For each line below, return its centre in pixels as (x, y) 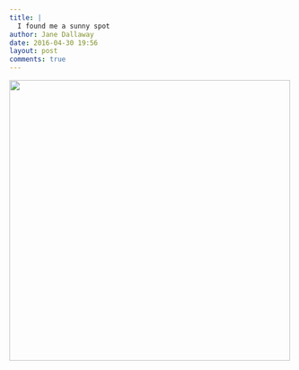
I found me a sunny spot (64, 26)
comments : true (38, 59)
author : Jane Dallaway (52, 34)
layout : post (34, 51)
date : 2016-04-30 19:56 (54, 43)
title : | (26, 18)
